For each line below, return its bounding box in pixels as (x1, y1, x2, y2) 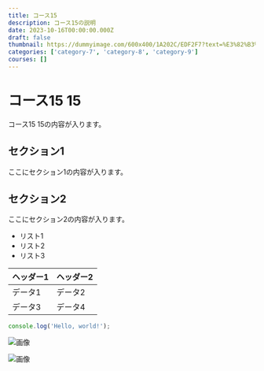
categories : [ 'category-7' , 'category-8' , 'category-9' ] (8, 48, 199, 56)
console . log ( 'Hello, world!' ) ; (8, 322, 111, 331)
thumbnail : (8, 41, 44, 49)
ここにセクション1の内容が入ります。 (8, 167, 128, 176)
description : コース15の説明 (8, 19, 97, 27)
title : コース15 (8, 11, 57, 20)
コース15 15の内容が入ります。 (8, 119, 106, 128)
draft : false (8, 33, 51, 42)
